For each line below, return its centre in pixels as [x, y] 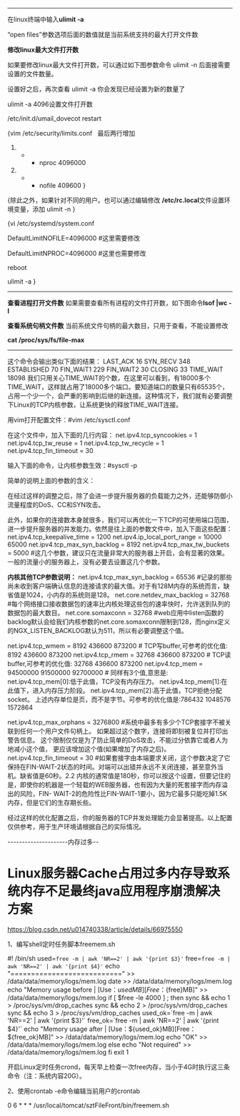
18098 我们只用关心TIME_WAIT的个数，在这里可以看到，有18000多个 [109, 378]
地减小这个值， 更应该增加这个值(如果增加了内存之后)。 [89, 749]
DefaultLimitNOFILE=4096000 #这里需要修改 [74, 238]
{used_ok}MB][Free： [164, 1029]
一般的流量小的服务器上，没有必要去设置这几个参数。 [86, 562]
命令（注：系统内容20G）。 [46, 1075]
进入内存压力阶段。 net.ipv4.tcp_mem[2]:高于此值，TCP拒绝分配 [127, 691]
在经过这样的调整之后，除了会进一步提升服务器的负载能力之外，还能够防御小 [120, 496]
